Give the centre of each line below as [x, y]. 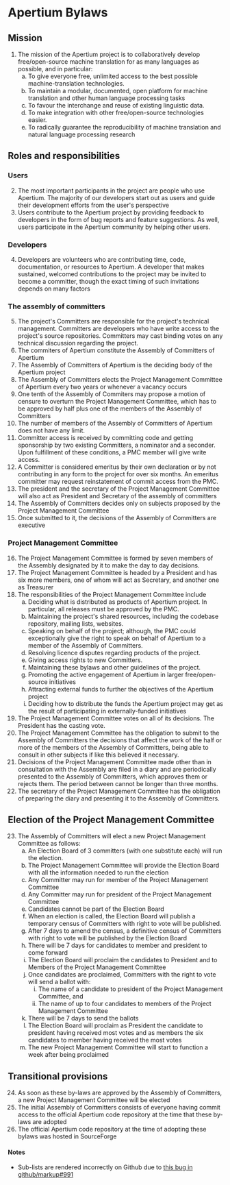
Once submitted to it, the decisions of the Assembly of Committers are [117, 518]
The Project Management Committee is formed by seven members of [115, 558]
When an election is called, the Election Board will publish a [112, 916]
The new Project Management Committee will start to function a [118, 1047]
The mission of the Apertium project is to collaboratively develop [109, 54]
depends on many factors [54, 289]
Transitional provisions [58, 1076]
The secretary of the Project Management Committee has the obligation [119, 791]
